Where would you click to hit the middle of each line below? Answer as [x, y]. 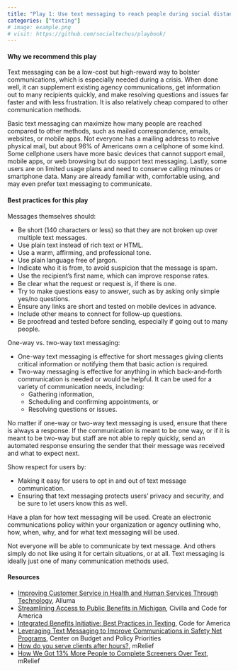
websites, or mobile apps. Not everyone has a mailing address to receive [113, 138]
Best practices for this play [48, 200]
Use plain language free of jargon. [67, 260]
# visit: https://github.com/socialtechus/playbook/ [87, 34]
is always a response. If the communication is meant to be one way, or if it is [119, 430]
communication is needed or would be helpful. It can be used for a [114, 379]
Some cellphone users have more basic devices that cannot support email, [116, 154]
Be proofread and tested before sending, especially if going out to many [123, 321]
